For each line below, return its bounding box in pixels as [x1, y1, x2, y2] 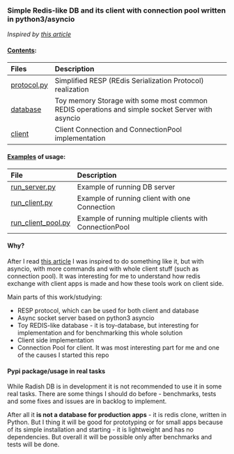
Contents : [7, 46, 37, 54]
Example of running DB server [77, 182, 175, 192]
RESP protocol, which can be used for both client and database [17, 306, 199, 315]
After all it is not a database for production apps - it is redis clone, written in [7, 411, 227, 419]
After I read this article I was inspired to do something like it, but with [7, 257, 204, 265]
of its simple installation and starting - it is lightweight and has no [7, 425, 194, 434]
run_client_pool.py [10, 218, 71, 227]
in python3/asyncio [7, 14, 75, 24]
